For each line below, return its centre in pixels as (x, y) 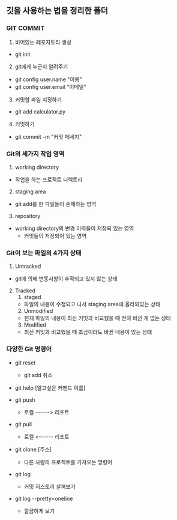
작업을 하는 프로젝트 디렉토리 (49, 180)
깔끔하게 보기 (39, 511)
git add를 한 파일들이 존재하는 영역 (55, 204)
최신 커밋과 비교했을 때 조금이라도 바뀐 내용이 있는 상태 (88, 332)
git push (25, 400)
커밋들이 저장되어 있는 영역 (55, 235)
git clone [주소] (33, 449)
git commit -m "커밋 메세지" (48, 136)
